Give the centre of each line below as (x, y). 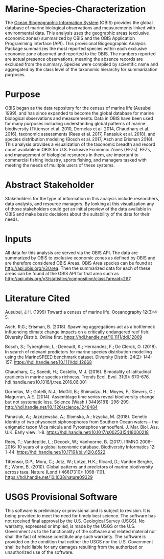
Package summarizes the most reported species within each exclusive (76, 48)
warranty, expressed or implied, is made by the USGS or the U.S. (70, 526)
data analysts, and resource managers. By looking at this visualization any (80, 204)
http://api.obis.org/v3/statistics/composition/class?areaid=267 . (69, 279)
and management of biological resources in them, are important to (72, 155)
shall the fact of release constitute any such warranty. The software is (75, 536)
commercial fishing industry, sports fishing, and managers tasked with (76, 160)
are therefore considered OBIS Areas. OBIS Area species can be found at (79, 263)
